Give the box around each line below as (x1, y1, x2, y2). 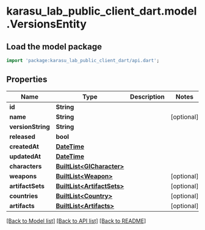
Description (130, 92, 165, 101)
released (9, 132, 35, 141)
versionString (9, 122, 50, 131)
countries (9, 192, 38, 200)
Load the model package (6, 41, 103, 52)
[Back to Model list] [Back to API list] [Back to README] (6, 217, 146, 225)
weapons (9, 172, 37, 180)
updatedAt (9, 152, 41, 161)
